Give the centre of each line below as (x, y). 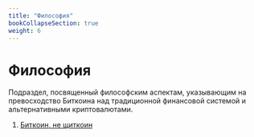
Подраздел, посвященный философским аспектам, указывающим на (127, 92)
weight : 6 (25, 30)
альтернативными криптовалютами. (71, 110)
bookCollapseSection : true (53, 23)
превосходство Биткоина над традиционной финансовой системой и (127, 101)
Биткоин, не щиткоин (56, 125)
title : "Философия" (41, 16)
